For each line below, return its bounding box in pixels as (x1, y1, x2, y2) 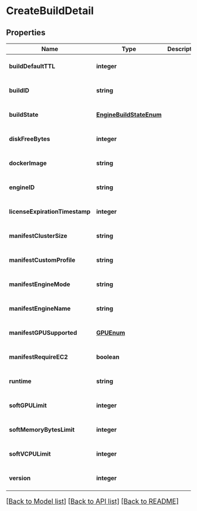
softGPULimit (9, 401, 47, 409)
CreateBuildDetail (6, 4, 94, 18)
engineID (9, 183, 35, 191)
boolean (96, 353, 120, 361)
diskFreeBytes (9, 135, 50, 143)
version (9, 474, 31, 482)
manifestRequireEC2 (9, 353, 69, 361)
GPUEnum (96, 329, 125, 337)
